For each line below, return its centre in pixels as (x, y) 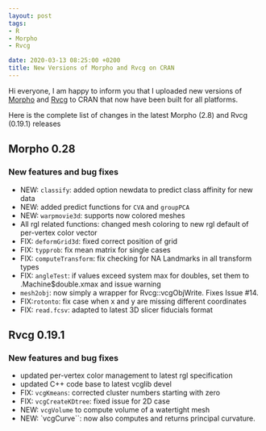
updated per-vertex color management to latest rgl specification (127, 375)
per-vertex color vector (59, 232)
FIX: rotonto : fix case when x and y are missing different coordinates (133, 301)
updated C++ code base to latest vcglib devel (96, 384)
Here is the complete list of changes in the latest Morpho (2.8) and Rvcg (128, 115)
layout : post (30, 16)
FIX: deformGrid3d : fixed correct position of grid (99, 241)
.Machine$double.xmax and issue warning (90, 284)
